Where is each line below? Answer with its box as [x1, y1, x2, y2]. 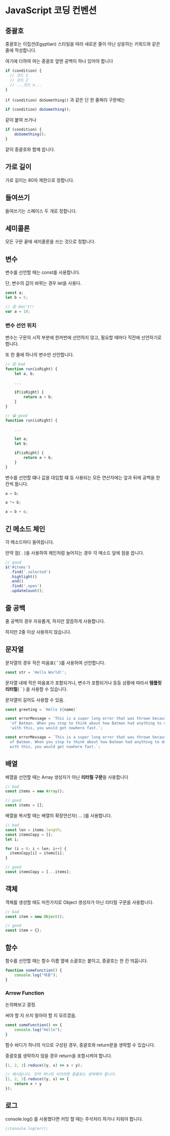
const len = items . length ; [5, 827, 62, 833]
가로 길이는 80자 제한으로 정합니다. [5, 177, 74, 183]
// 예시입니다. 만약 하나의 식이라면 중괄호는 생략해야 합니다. [5, 1072, 117, 1077]
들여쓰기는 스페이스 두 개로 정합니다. [5, 208, 77, 214]
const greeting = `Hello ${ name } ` [5, 707, 78, 712]
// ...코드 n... [10, 82, 42, 87]
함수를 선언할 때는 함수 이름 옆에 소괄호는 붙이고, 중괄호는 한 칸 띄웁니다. [5, 958, 148, 964]
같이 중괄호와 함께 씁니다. [5, 146, 56, 152]
